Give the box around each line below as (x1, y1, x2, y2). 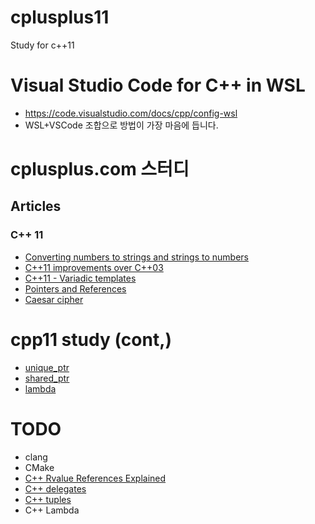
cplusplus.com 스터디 (10, 158, 190, 181)
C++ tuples (24, 493, 72, 505)
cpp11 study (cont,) (10, 328, 173, 351)
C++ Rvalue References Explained (24, 472, 167, 484)
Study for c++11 (10, 39, 75, 51)
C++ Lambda (24, 504, 80, 516)
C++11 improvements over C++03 (24, 261, 164, 273)
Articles (10, 198, 62, 215)
